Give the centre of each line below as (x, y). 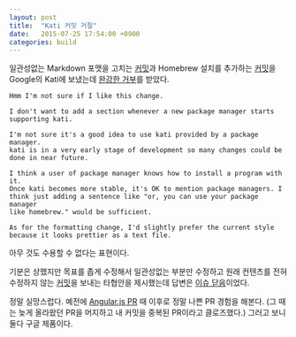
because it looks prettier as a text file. (91, 235)
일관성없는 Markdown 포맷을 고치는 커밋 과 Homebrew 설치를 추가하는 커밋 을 (143, 68)
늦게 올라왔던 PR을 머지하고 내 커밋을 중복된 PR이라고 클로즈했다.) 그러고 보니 (152, 313)
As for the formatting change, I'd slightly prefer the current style (142, 228)
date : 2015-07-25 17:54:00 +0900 (75, 34)
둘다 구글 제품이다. (41, 324)
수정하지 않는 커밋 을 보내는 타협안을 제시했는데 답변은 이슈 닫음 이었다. (129, 283)
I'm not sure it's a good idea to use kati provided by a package (134, 135)
